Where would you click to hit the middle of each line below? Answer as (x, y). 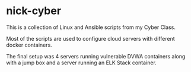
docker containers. (29, 45)
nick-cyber (34, 11)
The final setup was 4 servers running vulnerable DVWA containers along (96, 56)
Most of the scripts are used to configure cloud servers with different (90, 38)
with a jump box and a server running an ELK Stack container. (82, 63)
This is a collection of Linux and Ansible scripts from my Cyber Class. (91, 27)
